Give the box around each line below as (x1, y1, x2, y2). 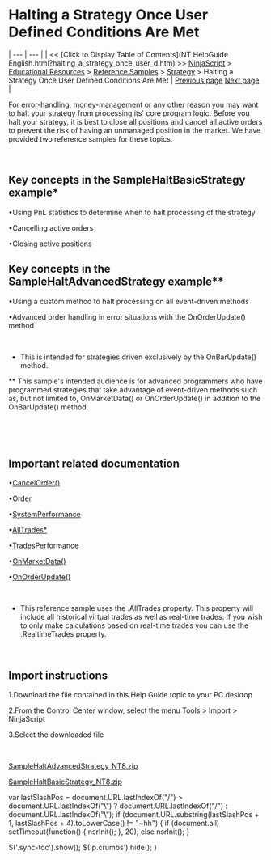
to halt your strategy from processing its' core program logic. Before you (8, 108, 250, 118)
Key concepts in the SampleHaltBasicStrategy (8, 173, 246, 187)
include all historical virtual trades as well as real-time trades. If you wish (19, 612, 263, 622)
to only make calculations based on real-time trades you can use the (19, 621, 249, 630)
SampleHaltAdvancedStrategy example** (8, 275, 224, 289)
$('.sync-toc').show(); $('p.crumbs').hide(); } (8, 843, 158, 853)
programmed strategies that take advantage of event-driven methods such (8, 384, 257, 394)
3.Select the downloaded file (8, 730, 104, 739)
